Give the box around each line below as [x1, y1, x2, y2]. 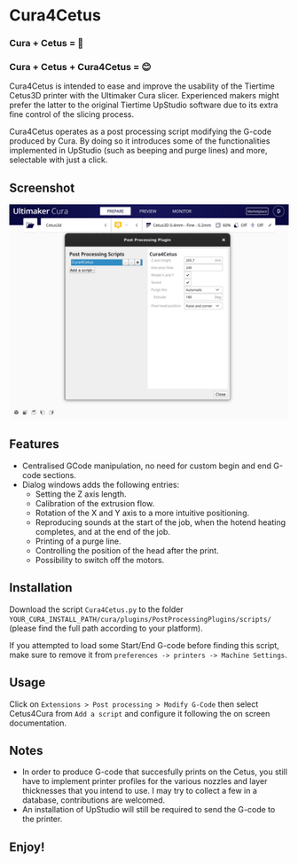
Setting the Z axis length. [35, 489, 127, 499]
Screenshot [9, 180, 75, 195]
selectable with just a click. [9, 154, 108, 165]
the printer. [21, 813, 63, 825]
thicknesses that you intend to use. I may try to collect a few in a [21, 786, 257, 796]
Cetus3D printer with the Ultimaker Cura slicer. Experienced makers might [9, 90, 279, 101]
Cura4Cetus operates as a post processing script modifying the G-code [9, 126, 272, 137]
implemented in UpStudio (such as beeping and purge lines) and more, [9, 145, 268, 156]
